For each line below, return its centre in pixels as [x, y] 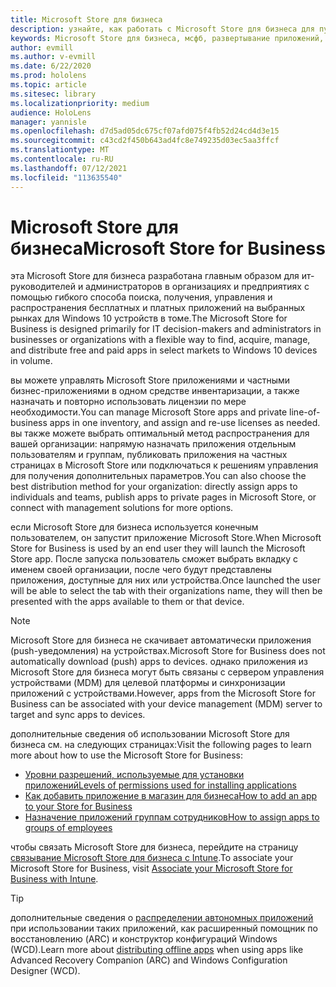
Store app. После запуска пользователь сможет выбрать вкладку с [154, 559]
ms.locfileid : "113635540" [66, 177]
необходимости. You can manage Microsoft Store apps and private [149, 412]
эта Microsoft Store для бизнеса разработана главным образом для [155, 276]
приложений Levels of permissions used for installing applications [160, 785]
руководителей [43, 287]
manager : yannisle [48, 122]
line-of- [305, 412]
